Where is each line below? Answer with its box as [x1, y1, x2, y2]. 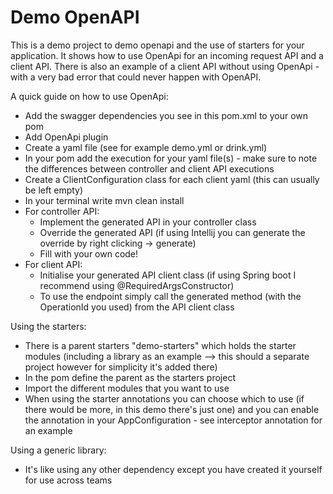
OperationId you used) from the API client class [39, 301, 235, 313]
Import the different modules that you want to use [24, 382, 230, 394]
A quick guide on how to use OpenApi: [10, 90, 169, 102]
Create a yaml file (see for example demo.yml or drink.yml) [24, 141, 268, 153]
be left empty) [24, 184, 84, 196]
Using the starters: [10, 320, 87, 332]
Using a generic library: [10, 444, 107, 456]
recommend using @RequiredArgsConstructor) [39, 279, 235, 291]
